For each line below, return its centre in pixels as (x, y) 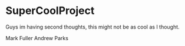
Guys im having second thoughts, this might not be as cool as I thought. (93, 27)
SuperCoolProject (50, 11)
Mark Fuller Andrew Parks (37, 38)
